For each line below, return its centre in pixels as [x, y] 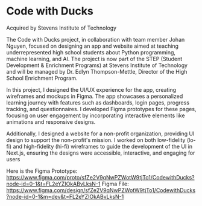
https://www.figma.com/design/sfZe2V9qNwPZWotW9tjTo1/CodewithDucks [101, 190]
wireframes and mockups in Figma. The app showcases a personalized [95, 96]
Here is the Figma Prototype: [42, 171]
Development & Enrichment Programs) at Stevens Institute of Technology [97, 65]
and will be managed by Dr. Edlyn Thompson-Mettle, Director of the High [97, 71]
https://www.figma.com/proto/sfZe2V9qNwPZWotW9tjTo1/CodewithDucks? [100, 177]
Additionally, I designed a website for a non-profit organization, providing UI [100, 134]
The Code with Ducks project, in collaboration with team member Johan [96, 39]
